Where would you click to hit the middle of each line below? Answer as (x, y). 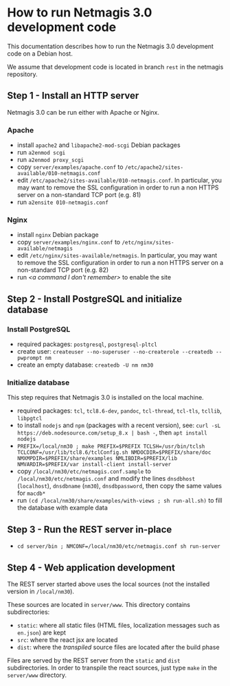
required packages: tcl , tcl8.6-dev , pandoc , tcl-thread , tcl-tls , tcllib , (119, 411)
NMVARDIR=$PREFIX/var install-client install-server (94, 465)
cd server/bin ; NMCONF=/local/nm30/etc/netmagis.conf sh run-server (119, 547)
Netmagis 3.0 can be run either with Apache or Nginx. (83, 112)
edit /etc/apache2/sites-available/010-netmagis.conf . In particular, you (119, 181)
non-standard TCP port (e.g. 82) (63, 270)
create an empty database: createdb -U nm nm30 (85, 365)
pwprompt (30, 358)
